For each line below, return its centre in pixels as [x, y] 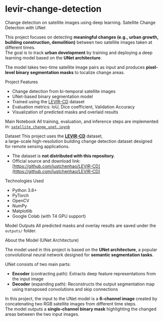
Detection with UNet [25, 27]
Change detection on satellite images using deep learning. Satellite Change [80, 22]
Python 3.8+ [25, 190]
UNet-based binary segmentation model [53, 96]
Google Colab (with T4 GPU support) [49, 216]
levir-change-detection [53, 9]
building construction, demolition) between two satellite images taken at [79, 42]
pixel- [152, 67]
